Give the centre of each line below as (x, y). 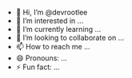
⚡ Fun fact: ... (38, 67)
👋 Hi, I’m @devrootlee (52, 12)
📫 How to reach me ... (53, 47)
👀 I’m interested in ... (50, 21)
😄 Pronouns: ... (42, 58)
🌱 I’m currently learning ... (58, 29)
